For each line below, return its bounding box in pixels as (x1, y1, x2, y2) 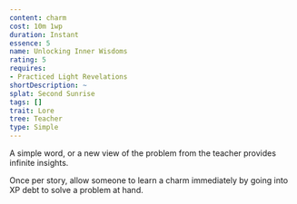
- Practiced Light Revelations (9, 73, 128, 82)
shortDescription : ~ (9, 81, 88, 90)
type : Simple (9, 123, 59, 132)
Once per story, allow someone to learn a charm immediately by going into (9, 175, 289, 186)
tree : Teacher (9, 114, 64, 123)
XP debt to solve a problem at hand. (9, 185, 144, 195)
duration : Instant (9, 30, 79, 39)
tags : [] (9, 97, 43, 107)
